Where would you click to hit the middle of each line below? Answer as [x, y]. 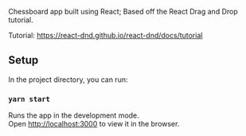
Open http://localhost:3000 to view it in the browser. [94, 124]
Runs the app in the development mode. [74, 115]
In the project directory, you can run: [68, 80]
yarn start [29, 99]
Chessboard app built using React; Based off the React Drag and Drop [123, 12]
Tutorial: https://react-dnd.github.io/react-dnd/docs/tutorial [105, 35]
